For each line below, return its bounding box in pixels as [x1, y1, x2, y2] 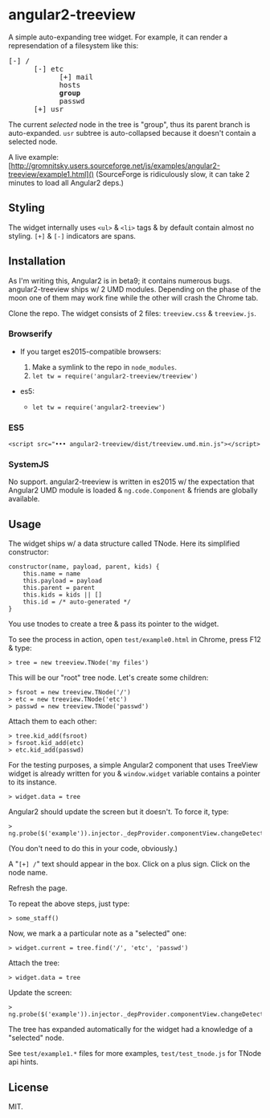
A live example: [8, 152, 59, 162]
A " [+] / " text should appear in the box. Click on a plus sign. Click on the [8, 859, 251, 869]
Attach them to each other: [8, 717, 97, 727]
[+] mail [59, 72, 94, 81]
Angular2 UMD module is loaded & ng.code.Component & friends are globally [8, 485, 259, 495]
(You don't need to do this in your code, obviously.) [8, 844, 178, 854]
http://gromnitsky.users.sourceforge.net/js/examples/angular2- [10, 161, 221, 170]
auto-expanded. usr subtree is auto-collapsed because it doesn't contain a [8, 128, 256, 137]
